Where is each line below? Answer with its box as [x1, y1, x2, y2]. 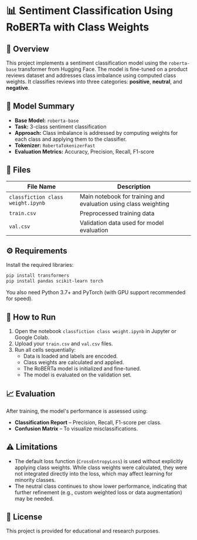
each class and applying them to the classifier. [14, 135, 127, 142]
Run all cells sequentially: [14, 347, 76, 353]
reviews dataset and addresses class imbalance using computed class [6, 72, 176, 79]
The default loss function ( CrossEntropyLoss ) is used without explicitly [14, 457, 184, 464]
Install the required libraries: [6, 261, 74, 269]
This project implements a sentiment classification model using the [6, 59, 168, 66]
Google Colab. [14, 334, 50, 341]
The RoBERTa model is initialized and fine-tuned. [23, 365, 141, 372]
